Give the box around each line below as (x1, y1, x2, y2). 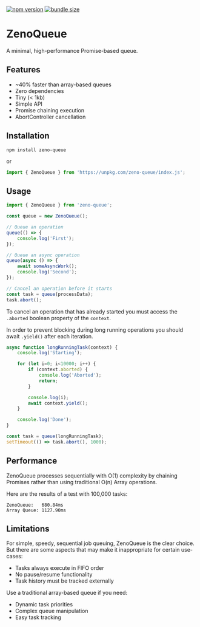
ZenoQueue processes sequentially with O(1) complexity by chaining (6, 471, 178, 479)
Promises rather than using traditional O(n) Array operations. (6, 478, 158, 485)
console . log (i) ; (28, 394, 69, 400)
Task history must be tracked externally (15, 577, 114, 584)
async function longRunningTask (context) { (6, 344, 118, 351)
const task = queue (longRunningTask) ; (6, 433, 104, 439)
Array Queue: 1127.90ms (6, 507, 67, 513)
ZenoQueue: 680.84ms (6, 502, 64, 508)
